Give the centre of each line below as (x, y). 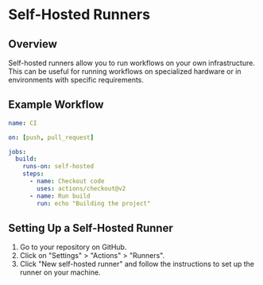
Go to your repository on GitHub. (73, 247)
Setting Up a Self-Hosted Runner (91, 228)
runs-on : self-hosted (58, 167)
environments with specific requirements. (76, 80)
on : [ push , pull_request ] (51, 137)
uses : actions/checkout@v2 (81, 188)
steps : (33, 174)
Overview (33, 44)
